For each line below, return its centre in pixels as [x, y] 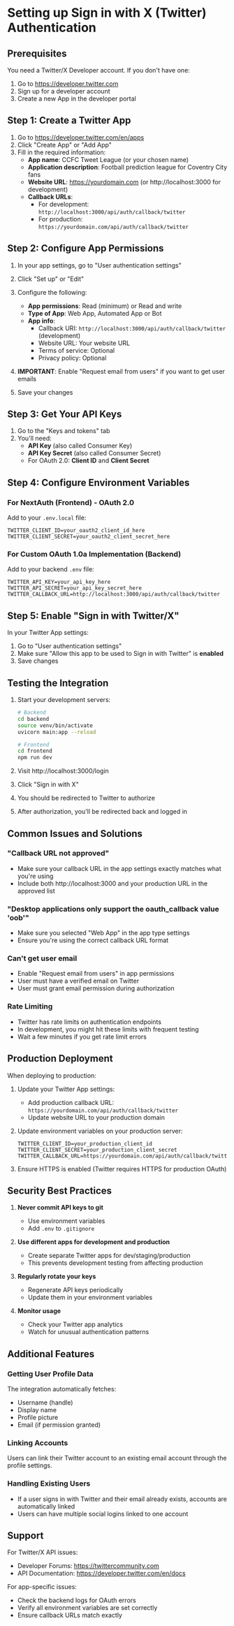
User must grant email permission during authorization [96, 988]
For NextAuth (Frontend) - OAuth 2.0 [71, 502]
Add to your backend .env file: [51, 569]
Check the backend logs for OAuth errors [76, 1600]
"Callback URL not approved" [58, 854]
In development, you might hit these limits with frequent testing [108, 1029]
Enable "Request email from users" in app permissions [96, 974]
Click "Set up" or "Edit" [51, 279]
